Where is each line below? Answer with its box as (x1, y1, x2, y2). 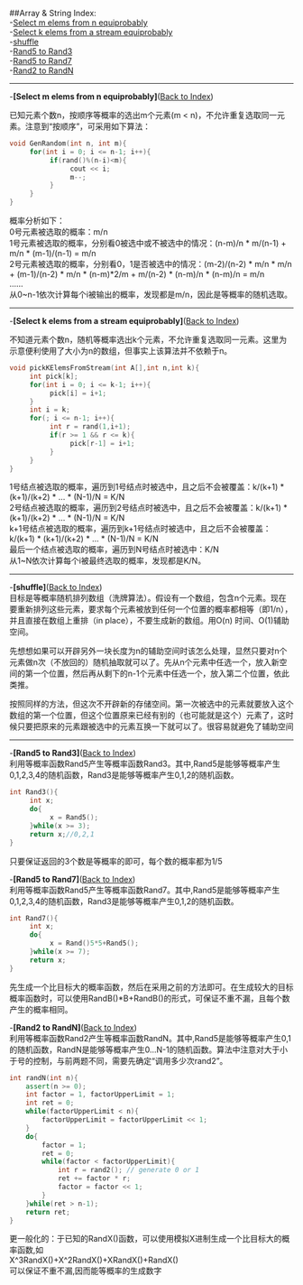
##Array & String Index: (9, 8, 96, 18)
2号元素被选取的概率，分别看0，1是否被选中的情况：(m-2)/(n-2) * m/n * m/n (9, 259, 293, 269)
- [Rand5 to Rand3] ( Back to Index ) (9, 748, 137, 759)
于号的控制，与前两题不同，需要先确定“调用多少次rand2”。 (9, 1055, 228, 1066)
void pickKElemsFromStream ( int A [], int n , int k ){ (9, 364, 200, 373)
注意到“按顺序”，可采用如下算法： (24, 121, 151, 132)
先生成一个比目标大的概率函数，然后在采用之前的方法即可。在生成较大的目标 (9, 981, 294, 992)
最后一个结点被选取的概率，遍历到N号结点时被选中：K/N (9, 544, 219, 555)
